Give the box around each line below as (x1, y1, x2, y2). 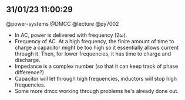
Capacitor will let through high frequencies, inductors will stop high (14, 75, 177, 82)
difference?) (14, 68, 45, 75)
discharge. (14, 56, 41, 63)
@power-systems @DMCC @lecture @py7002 (6, 20, 119, 27)
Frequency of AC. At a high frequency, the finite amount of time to (14, 37, 174, 44)
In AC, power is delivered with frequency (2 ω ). (14, 32, 127, 39)
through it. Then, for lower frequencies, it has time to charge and (14, 50, 171, 57)
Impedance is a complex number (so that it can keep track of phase (14, 63, 179, 70)
